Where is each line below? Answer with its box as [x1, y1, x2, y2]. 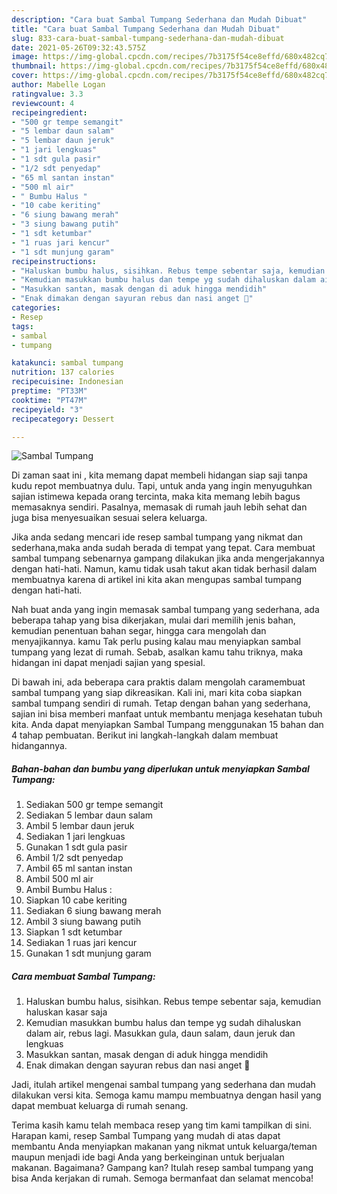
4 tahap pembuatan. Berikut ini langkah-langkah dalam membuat [11, 729, 279, 741]
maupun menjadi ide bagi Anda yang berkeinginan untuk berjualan [11, 1151, 285, 1163]
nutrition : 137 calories [11, 367, 115, 378]
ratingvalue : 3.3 [11, 89, 84, 99]
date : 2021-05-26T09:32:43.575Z [11, 42, 146, 53]
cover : [11, 71, 39, 81]
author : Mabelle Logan [11, 80, 106, 90]
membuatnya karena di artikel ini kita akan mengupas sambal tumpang [11, 574, 303, 586]
